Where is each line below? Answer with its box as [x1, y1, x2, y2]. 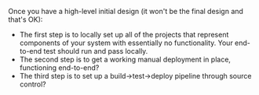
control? [19, 79, 47, 89]
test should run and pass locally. [43, 47, 148, 55]
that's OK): [8, 15, 43, 24]
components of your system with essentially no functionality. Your [19, 38, 233, 47]
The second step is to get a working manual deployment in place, [19, 55, 232, 64]
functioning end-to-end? [19, 63, 100, 72]
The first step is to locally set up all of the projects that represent [19, 30, 229, 39]
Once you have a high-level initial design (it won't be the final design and [8, 7, 243, 16]
